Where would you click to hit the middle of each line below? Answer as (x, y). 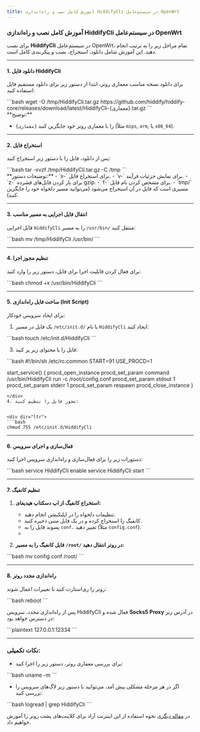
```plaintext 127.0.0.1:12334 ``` (42, 629)
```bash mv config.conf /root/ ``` (45, 556)
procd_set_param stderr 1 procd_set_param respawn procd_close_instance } (100, 385)
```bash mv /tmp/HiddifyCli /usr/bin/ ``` (53, 239)
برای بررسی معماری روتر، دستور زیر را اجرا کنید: (69, 663)
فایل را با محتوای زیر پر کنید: (47, 349)
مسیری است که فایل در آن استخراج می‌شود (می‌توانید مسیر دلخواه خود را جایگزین (98, 189)
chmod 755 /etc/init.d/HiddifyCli (50, 427)
